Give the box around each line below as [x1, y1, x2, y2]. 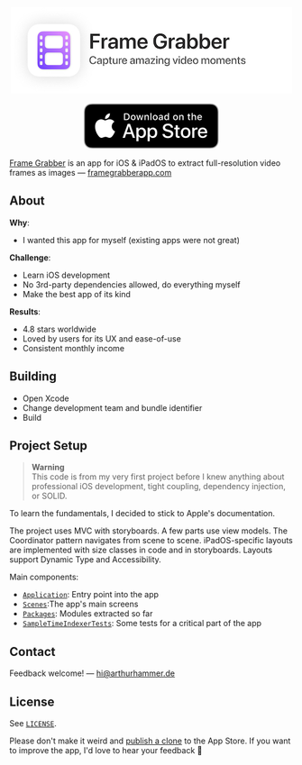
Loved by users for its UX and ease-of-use [22, 332, 182, 344]
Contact [9, 643, 56, 660]
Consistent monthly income [22, 342, 124, 353]
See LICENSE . [9, 718, 57, 729]
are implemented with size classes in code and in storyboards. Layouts [9, 544, 273, 556]
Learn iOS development [22, 269, 111, 280]
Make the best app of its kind [22, 288, 131, 299]
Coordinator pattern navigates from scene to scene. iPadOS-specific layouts [9, 535, 293, 546]
